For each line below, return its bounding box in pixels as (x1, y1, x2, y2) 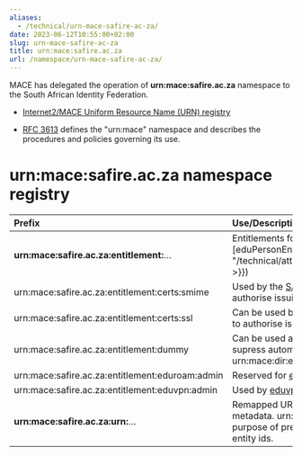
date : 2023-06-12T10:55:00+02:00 (9, 30, 135, 39)
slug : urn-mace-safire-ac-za (9, 38, 119, 48)
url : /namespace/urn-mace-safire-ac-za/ (9, 55, 164, 64)
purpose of (232, 420, 280, 433)
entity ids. (232, 432, 274, 444)
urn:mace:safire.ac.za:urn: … (13, 415, 137, 427)
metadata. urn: (232, 409, 294, 422)
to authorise (232, 317, 283, 329)
